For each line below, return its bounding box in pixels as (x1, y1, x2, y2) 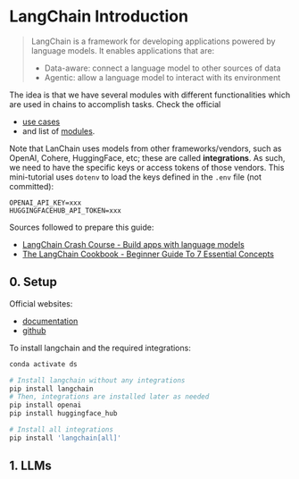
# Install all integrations (9, 425, 114, 434)
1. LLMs (9, 458, 52, 474)
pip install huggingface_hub (9, 409, 118, 418)
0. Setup (9, 274, 58, 290)
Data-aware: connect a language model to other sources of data (44, 63, 281, 73)
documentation (21, 315, 79, 326)
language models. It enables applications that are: (30, 45, 215, 55)
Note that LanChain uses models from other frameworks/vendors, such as (9, 143, 282, 154)
